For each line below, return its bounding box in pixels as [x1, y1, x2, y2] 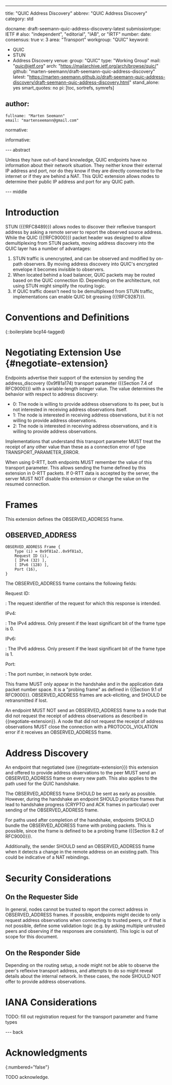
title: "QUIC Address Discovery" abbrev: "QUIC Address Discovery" [5, 10, 147, 16]
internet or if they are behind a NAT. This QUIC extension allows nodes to [5, 173, 160, 179]
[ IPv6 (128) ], [14, 563, 50, 568]
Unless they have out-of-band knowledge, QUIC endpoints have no [5, 156, 147, 162]
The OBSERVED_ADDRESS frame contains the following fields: [5, 581, 137, 587]
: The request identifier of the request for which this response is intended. [5, 600, 161, 607]
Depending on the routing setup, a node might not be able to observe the [5, 962, 160, 968]
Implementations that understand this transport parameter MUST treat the [5, 438, 161, 444]
